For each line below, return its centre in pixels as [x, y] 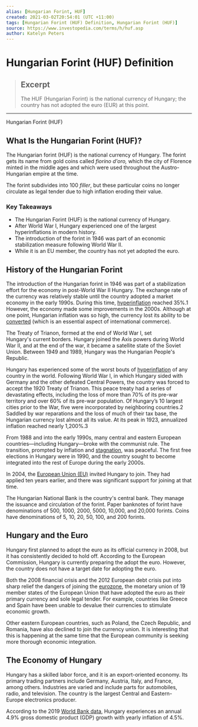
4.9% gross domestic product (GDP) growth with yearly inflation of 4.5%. [95, 717]
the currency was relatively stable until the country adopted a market [90, 297]
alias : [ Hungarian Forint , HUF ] [46, 12]
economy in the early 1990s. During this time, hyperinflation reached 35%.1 [97, 303]
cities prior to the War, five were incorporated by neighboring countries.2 [95, 407]
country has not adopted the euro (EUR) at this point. [85, 105]
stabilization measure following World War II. [69, 245]
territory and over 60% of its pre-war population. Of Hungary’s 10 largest [95, 401]
